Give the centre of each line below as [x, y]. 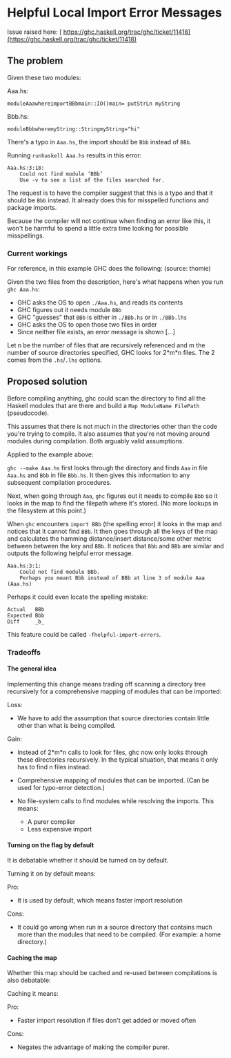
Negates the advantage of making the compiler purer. [93, 1047]
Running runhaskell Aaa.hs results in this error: [74, 155]
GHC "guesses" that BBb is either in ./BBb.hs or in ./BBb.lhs [102, 317]
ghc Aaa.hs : [23, 289]
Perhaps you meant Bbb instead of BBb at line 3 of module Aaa [112, 578]
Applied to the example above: [51, 454]
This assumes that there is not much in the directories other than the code [112, 426]
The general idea [32, 669]
